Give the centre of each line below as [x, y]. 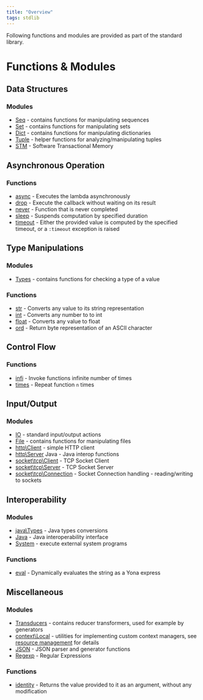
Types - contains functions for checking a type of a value [87, 279]
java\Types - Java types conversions [61, 531]
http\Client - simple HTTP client [55, 448]
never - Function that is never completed [66, 209]
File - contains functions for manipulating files [73, 441]
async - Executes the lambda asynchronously [72, 196]
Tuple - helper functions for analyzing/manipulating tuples [88, 139]
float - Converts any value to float [57, 321]
